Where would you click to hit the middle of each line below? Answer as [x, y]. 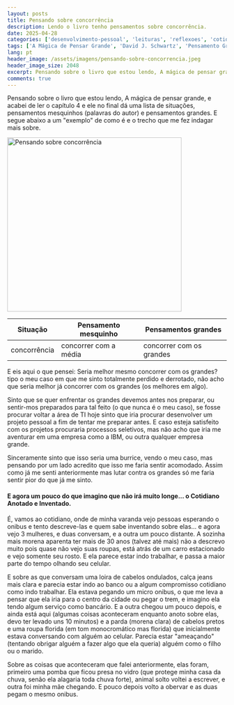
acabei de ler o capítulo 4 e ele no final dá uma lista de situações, [101, 106]
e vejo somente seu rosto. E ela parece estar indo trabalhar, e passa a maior [116, 556]
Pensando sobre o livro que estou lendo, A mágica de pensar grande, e [109, 98]
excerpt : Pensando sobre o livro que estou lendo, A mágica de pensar [112, 72]
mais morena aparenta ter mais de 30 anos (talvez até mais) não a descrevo [116, 541]
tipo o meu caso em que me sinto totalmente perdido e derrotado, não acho [116, 379]
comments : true [29, 78]
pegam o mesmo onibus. [43, 694]
